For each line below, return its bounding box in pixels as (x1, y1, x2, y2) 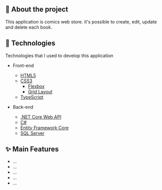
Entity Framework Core (20, 125, 69, 131)
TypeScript (20, 94, 44, 100)
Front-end (12, 62, 34, 68)
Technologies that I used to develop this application (5, 52, 114, 59)
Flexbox (28, 83, 45, 89)
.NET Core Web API (20, 113, 62, 120)
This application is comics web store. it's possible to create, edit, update (5, 18, 157, 25)
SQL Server (20, 130, 45, 136)
